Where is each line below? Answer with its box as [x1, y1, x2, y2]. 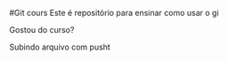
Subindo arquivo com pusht [9, 42, 111, 52]
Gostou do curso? [9, 25, 75, 34]
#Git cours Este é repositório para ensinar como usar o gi [9, 8, 220, 18]
